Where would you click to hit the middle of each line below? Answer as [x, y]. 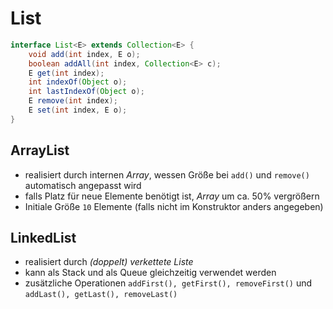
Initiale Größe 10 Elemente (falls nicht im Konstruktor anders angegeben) [174, 206]
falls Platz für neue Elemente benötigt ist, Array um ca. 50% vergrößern [172, 196]
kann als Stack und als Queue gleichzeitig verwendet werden [150, 273]
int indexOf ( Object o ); [78, 82]
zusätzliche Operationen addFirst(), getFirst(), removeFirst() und [168, 283]
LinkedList [43, 238]
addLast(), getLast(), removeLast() [101, 295]
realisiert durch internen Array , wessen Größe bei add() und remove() [167, 174]
